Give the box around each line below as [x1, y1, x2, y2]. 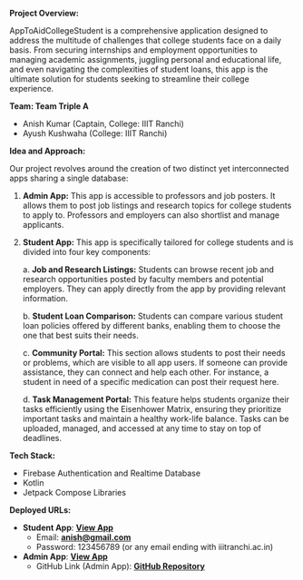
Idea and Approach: [9, 145, 86, 156]
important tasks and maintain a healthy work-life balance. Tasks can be [22, 413, 289, 424]
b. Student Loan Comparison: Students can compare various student [22, 310, 284, 321]
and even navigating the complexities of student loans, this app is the [9, 64, 269, 74]
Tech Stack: [9, 450, 56, 461]
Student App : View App [22, 522, 113, 533]
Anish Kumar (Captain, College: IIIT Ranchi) [22, 118, 184, 129]
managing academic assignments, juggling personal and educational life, [9, 54, 282, 64]
